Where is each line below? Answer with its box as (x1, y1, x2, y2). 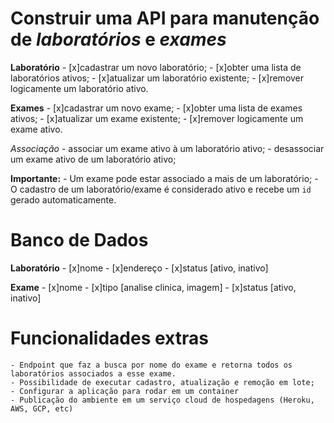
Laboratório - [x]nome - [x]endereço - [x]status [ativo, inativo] (10, 262, 269, 274)
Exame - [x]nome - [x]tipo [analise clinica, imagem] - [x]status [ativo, (10, 281, 297, 293)
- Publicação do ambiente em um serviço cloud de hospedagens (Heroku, (10, 395, 315, 405)
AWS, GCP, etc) (10, 403, 74, 414)
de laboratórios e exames (10, 28, 227, 51)
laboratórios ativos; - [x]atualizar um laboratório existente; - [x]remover (10, 72, 305, 84)
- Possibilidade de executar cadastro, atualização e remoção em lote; (10, 377, 315, 387)
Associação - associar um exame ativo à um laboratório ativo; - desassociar (10, 142, 325, 154)
